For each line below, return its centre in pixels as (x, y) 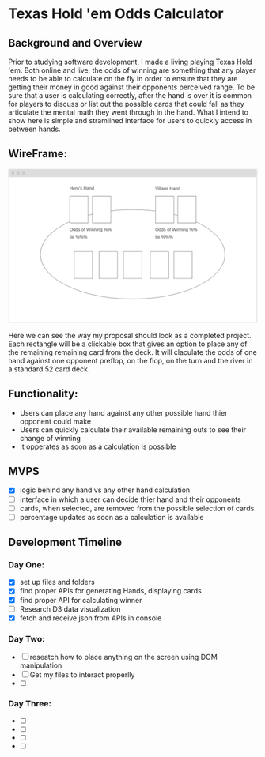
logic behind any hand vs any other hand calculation (105, 490)
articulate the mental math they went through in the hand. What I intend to (129, 112)
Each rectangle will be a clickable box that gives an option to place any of (128, 344)
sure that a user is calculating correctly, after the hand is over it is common (130, 95)
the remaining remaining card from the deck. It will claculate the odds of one (132, 352)
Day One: (26, 565)
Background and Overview (75, 43)
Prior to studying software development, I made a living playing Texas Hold (130, 62)
